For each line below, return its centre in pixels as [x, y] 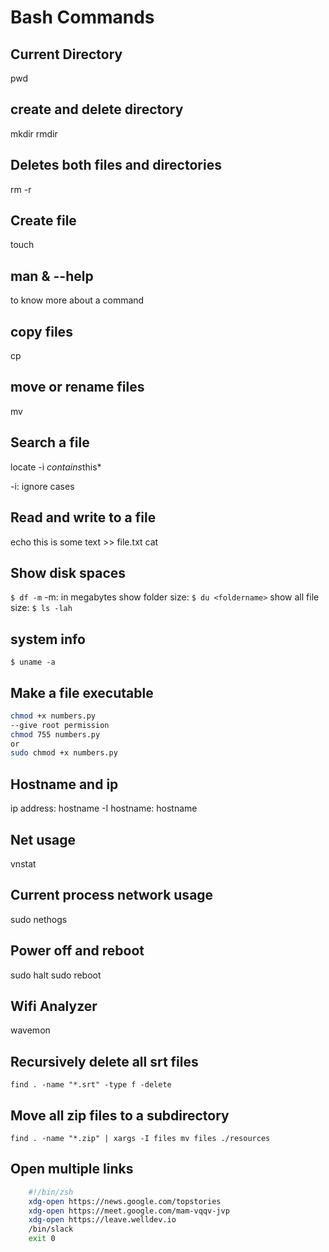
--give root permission [60, 725]
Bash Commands [82, 17]
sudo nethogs [39, 919]
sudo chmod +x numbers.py [64, 753]
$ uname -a [33, 662]
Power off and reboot [77, 951]
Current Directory [66, 54]
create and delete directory [97, 109]
